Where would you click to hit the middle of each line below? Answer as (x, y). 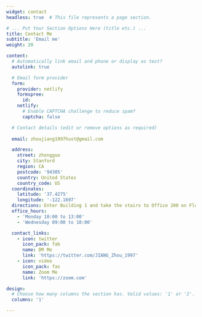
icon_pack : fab (41, 244)
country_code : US (39, 183)
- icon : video (35, 261)
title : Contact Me (29, 34)
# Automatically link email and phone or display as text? (87, 61)
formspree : (31, 95)
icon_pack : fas (41, 267)
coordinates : (28, 189)
